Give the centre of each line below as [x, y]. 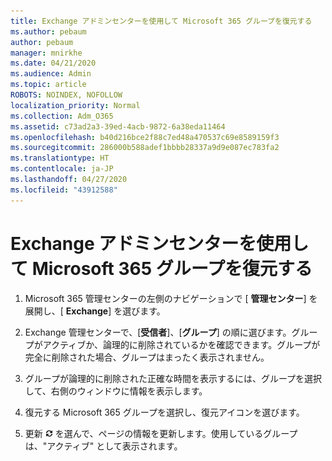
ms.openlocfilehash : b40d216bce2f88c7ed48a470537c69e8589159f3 [145, 137]
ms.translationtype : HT [60, 158]
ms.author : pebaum [48, 31]
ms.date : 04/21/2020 [53, 63]
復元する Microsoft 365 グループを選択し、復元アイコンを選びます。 [164, 412]
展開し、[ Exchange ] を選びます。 [95, 311]
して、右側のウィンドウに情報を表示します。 [116, 391]
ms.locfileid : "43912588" [64, 190]
